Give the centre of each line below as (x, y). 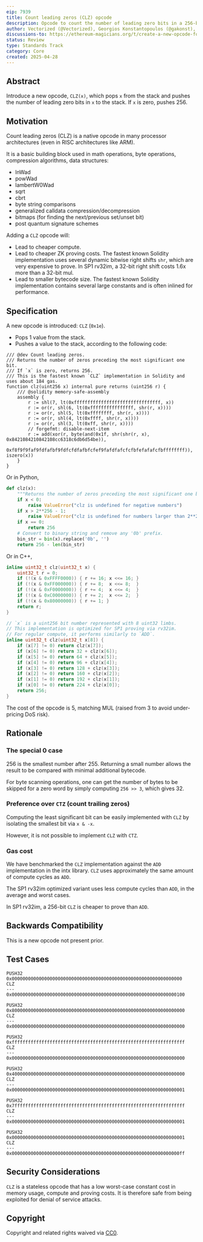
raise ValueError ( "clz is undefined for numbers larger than (107, 517)
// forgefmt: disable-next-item (69, 429)
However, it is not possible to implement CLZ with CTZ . (72, 835)
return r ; (30, 606)
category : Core (25, 51)
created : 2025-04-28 (32, 57)
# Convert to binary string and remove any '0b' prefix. (90, 534)
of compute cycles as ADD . (39, 877)
